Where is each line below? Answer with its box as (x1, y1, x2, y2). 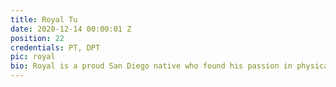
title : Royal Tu (10, 14, 78, 25)
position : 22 (10, 33, 65, 43)
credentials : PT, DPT (10, 42, 101, 53)
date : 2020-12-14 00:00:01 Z (10, 24, 132, 34)
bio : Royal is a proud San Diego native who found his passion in (10, 61, 293, 71)
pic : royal (10, 52, 56, 62)
